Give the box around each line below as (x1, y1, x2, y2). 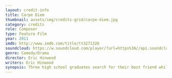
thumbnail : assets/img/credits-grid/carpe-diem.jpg (5, 17, 118, 22)
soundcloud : (5, 46, 31, 51)
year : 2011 (5, 36, 29, 42)
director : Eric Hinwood (5, 55, 56, 61)
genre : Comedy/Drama (5, 50, 50, 55)
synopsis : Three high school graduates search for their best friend (5, 65, 157, 70)
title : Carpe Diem (5, 12, 45, 17)
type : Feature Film (5, 31, 47, 36)
